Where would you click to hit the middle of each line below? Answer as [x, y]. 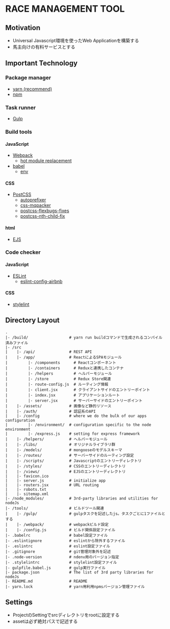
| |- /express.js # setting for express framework [73, 434]
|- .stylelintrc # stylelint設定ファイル [61, 562]
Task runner [21, 108]
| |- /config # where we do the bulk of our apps [76, 416]
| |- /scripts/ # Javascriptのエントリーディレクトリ [74, 461]
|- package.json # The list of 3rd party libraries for [79, 572]
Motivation [23, 28]
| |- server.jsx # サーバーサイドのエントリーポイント [74, 401]
